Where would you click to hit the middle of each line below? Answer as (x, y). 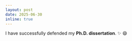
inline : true (19, 19)
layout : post (19, 10)
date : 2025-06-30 (24, 14)
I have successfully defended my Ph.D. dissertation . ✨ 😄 (66, 33)
